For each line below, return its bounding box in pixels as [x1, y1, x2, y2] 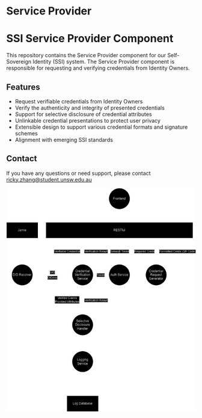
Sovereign [6, 58, 32, 66]
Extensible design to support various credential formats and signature [14, 123, 188, 131]
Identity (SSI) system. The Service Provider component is [32, 58, 175, 66]
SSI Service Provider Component [6, 32, 174, 46]
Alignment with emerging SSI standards [14, 136, 113, 143]
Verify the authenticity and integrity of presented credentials [14, 104, 165, 111]
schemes [14, 129, 38, 137]
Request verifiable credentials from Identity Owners [14, 97, 143, 105]
